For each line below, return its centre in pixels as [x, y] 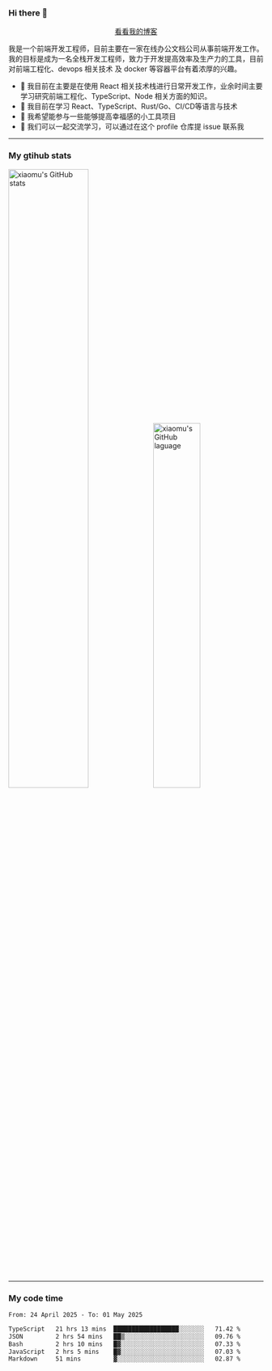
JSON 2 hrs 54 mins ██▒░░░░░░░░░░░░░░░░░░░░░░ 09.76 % [125, 1336]
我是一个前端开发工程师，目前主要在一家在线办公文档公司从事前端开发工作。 [136, 49]
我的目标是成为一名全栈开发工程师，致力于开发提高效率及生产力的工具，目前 [136, 59]
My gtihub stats [40, 155]
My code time [36, 1298]
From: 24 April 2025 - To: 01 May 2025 [76, 1314]
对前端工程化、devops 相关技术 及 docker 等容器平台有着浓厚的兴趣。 [125, 69]
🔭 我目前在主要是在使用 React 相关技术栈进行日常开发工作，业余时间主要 [141, 86]
